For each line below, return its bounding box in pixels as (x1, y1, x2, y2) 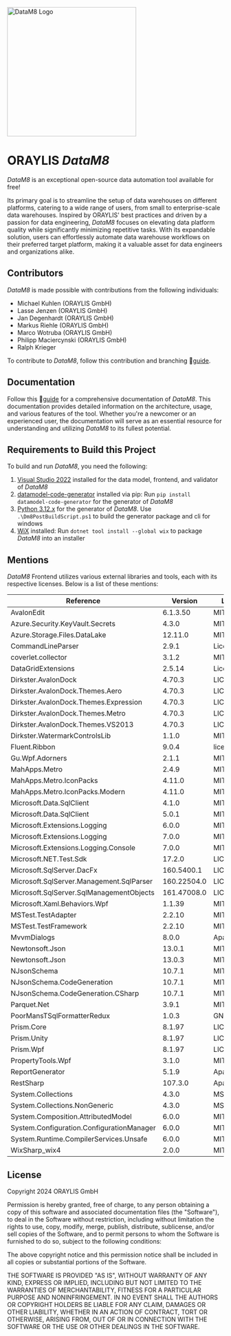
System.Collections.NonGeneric (10, 1101, 114, 1111)
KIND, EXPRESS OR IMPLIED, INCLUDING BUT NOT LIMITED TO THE (7, 1279, 202, 1286)
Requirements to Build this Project (7, 444, 156, 456)
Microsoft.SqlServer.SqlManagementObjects (10, 888, 155, 898)
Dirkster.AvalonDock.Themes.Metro (10, 709, 126, 718)
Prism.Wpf (10, 1044, 45, 1054)
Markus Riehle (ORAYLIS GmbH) (16, 321, 109, 330)
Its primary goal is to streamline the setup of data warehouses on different (7, 196, 217, 204)
